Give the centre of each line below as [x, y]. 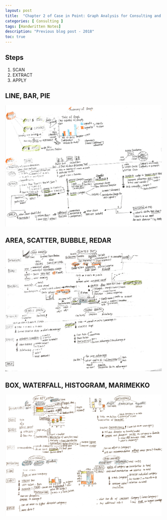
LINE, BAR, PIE [28, 96]
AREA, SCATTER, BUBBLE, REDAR [58, 241]
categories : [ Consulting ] [34, 21]
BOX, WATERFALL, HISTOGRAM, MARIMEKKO [78, 385]
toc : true [15, 37]
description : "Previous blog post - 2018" [50, 32]
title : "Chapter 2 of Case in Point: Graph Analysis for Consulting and [83, 16]
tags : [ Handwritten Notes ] [33, 26]
